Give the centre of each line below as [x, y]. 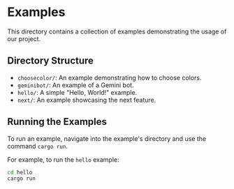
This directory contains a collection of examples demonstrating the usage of [117, 31]
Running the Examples [57, 122]
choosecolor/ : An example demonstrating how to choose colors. [109, 77]
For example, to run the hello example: [64, 159]
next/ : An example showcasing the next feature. [87, 100]
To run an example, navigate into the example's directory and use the [107, 138]
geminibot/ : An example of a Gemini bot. [75, 85]
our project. [24, 38]
